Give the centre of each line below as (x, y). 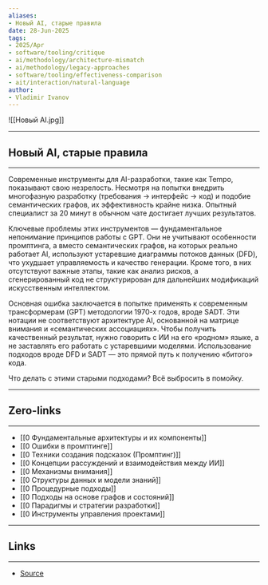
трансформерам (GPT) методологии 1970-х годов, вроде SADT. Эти (124, 312)
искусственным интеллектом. (59, 288)
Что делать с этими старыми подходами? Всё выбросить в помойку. (126, 378)
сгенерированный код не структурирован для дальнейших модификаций (134, 279)
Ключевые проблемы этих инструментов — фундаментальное (115, 229)
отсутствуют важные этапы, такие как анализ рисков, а (103, 271)
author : (21, 90)
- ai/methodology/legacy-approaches (69, 68)
